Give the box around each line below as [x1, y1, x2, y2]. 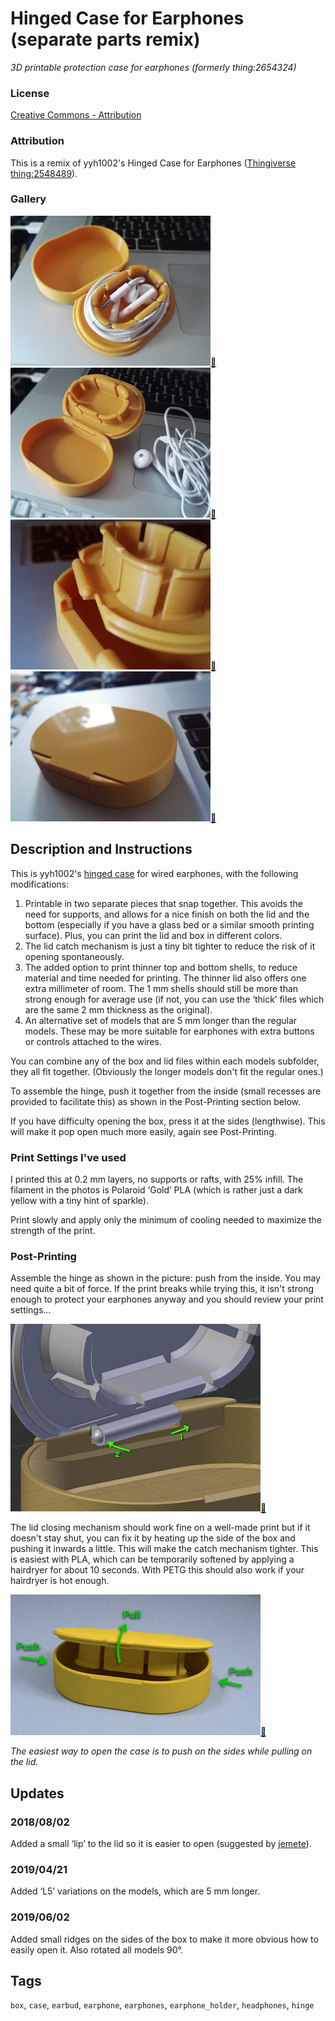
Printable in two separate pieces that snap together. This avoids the [24, 897, 303, 909]
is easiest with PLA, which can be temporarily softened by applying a [10, 1553, 295, 1566]
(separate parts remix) [10, 28, 201, 51]
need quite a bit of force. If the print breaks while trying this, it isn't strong [10, 1283, 315, 1295]
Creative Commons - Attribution [10, 109, 142, 121]
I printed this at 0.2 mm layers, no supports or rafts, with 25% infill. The [10, 1173, 304, 1185]
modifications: [10, 878, 70, 890]
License [10, 86, 50, 100]
